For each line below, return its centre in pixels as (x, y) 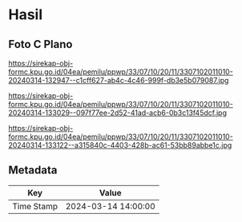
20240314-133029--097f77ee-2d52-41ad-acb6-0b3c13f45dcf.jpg (117, 113)
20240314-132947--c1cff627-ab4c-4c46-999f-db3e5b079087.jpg (119, 80)
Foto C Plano (40, 44)
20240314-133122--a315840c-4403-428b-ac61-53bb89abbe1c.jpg (120, 145)
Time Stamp (35, 206)
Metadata (33, 170)
